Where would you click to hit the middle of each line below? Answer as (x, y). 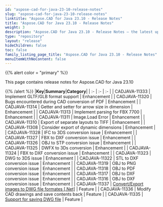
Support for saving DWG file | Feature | (44, 199)
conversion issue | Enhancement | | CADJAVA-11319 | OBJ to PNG (71, 163)
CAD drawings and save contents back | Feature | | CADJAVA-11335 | (74, 194)
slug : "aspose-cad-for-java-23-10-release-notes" (56, 14)
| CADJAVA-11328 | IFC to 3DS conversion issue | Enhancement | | (71, 133)
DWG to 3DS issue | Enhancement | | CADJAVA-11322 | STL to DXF (72, 158)
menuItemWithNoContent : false (36, 59)
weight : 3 (15, 28)
